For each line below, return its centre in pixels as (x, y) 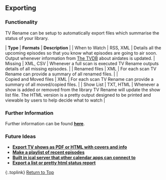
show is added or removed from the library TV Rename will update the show (83, 90)
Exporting (21, 8)
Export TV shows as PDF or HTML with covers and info (70, 147)
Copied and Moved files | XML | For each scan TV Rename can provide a (79, 79)
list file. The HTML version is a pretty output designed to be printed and (78, 95)
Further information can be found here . (45, 123)
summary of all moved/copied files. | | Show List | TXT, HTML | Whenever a (82, 84)
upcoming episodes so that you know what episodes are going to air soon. (81, 53)
